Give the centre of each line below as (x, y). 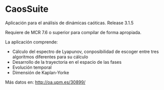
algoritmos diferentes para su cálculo (50, 57)
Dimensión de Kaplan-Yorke (41, 72)
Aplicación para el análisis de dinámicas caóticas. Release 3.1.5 (69, 23)
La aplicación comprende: (32, 42)
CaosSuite (27, 9)
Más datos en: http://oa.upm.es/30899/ (45, 82)
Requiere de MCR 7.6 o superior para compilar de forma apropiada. (73, 32)
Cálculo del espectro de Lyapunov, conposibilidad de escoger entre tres (85, 51)
